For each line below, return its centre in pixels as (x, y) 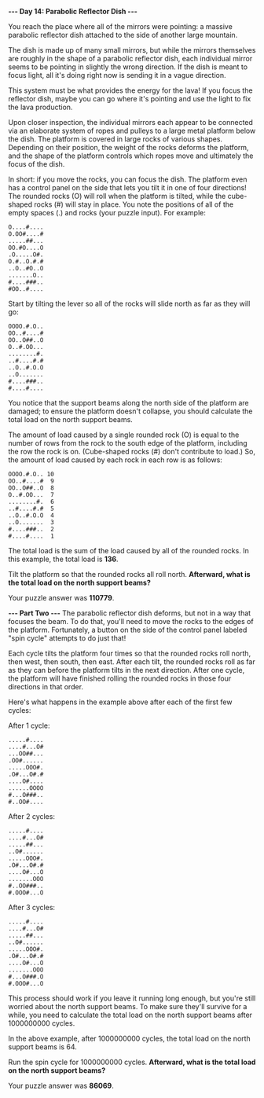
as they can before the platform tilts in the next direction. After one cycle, (126, 670)
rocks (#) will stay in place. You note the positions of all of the (134, 204)
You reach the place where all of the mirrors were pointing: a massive (121, 26)
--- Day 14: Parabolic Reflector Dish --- (73, 11)
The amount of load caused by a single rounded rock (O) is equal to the (124, 435)
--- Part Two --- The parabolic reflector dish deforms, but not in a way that (130, 613)
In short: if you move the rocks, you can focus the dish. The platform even (128, 179)
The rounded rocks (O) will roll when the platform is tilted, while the (117, 196)
